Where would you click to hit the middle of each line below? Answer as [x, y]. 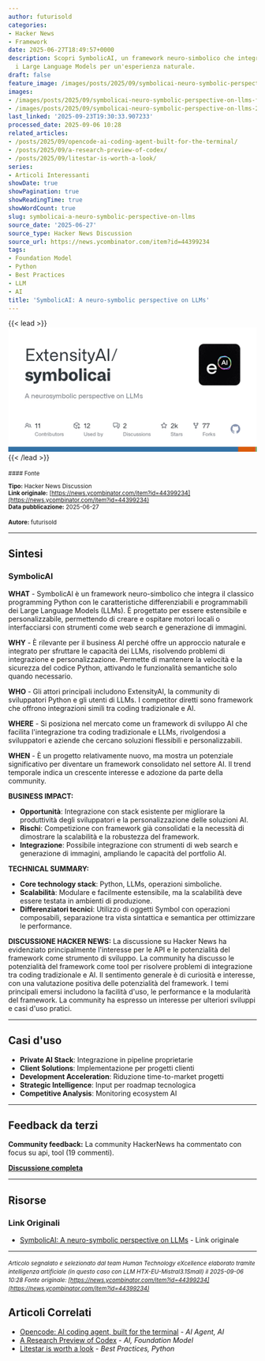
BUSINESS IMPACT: [41, 796]
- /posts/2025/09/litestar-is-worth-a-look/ [82, 158]
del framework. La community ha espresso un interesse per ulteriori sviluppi [132, 1000]
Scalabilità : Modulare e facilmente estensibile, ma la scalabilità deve [131, 892]
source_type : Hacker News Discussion [70, 233]
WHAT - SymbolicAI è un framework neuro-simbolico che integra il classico [131, 593]
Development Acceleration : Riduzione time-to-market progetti [122, 1076]
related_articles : [38, 133]
